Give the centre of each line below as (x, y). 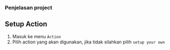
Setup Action (26, 24)
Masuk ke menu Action (36, 36)
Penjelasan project (28, 8)
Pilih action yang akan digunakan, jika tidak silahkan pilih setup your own (88, 42)
